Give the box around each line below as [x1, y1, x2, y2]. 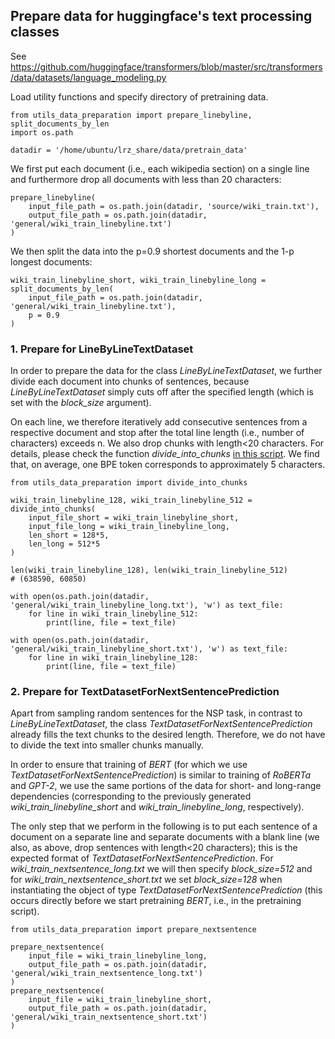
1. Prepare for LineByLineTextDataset [10, 342, 194, 356]
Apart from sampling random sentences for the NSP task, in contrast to [10, 707, 303, 719]
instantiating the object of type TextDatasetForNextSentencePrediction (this [10, 884, 323, 896]
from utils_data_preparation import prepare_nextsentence [10, 925, 257, 935]
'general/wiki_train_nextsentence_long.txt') [10, 969, 203, 979]
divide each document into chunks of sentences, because [10, 375, 250, 388]
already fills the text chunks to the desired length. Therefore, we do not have [10, 729, 326, 741]
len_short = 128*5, [28, 530, 110, 541]
